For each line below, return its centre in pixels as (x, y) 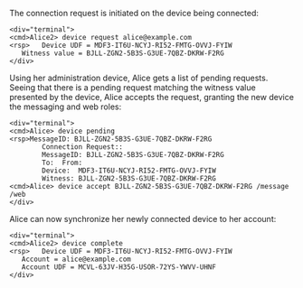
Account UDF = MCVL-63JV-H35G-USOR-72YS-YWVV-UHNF (119, 267)
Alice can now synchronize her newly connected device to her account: (143, 219)
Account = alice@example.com (76, 259)
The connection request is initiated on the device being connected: (134, 13)
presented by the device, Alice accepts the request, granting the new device (151, 97)
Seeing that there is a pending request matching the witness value (133, 88)
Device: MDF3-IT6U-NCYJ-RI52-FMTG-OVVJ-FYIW (129, 171)
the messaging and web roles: (66, 107)
